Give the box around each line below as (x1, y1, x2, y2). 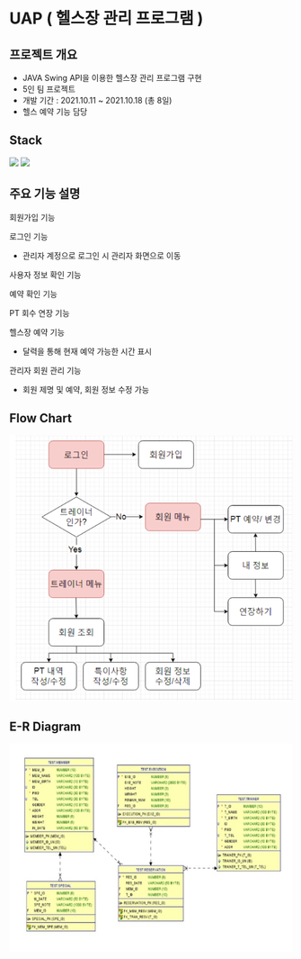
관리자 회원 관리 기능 (9, 365, 82, 375)
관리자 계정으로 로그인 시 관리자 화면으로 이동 (22, 249, 181, 261)
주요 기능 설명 (9, 186, 81, 202)
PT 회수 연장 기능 (9, 307, 70, 318)
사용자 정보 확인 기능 (9, 269, 82, 280)
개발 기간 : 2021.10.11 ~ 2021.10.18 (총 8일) (22, 95, 173, 105)
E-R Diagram (9, 719, 82, 734)
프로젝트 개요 (9, 47, 78, 62)
